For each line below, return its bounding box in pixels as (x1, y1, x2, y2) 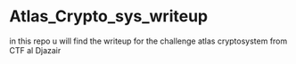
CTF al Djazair (9, 44, 62, 55)
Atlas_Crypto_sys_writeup (9, 6, 208, 27)
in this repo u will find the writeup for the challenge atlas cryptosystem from (9, 36, 288, 46)
